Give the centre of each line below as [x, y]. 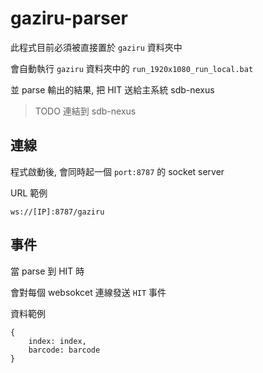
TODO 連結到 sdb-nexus [85, 111]
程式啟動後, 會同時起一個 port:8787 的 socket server [117, 171]
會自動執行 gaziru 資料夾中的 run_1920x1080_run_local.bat [132, 68]
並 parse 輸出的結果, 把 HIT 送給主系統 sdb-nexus [112, 89]
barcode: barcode [64, 350]
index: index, [57, 341]
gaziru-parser [69, 18]
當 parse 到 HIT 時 [47, 271]
